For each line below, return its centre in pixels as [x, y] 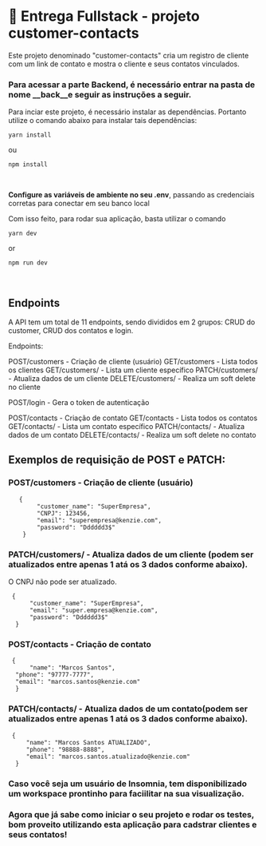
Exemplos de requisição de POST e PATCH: [117, 460]
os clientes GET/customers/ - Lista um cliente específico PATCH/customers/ [133, 370]
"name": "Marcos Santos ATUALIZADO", [88, 742]
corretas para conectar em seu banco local [79, 204]
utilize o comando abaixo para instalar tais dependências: [103, 121]
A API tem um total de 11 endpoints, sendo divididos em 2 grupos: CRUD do [132, 322]
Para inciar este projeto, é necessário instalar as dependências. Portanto [127, 112]
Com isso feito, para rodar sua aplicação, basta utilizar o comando [117, 219]
